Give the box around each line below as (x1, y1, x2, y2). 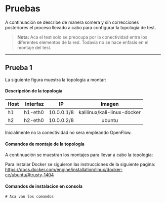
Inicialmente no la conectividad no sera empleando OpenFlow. (5, 129, 132, 135)
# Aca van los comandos (5, 194, 54, 199)
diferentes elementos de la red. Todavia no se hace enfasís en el (17, 39, 149, 45)
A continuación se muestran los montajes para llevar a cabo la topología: (5, 152, 153, 158)
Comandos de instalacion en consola (5, 183, 83, 189)
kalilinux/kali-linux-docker (79, 109, 141, 116)
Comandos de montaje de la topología (5, 141, 85, 147)
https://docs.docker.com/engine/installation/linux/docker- (5, 166, 123, 173)
